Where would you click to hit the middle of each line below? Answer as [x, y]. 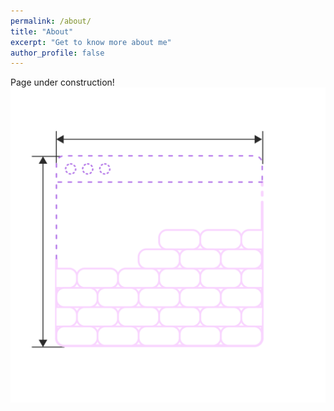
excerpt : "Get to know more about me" [91, 42]
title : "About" [42, 31]
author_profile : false [57, 53]
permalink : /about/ [51, 21]
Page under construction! [62, 82]
